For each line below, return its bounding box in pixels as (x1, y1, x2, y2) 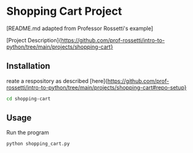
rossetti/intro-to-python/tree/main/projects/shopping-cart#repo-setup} (6, 84, 187, 91)
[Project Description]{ (6, 36, 61, 44)
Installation (6, 61, 50, 71)
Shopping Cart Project (6, 4, 122, 18)
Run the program (6, 129, 49, 136)
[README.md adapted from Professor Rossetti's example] (6, 25, 154, 32)
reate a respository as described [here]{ (6, 77, 108, 84)
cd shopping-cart (6, 95, 51, 102)
